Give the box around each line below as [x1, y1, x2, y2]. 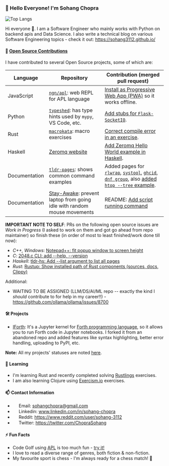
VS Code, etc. [49, 119, 81, 126]
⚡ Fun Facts [5, 431, 30, 437]
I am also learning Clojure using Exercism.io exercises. [12, 377, 126, 383]
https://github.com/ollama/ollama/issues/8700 [12, 299, 109, 305]
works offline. [105, 98, 137, 105]
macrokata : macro [49, 127, 90, 134]
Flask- [138, 111, 154, 116]
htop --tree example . [105, 181, 156, 188]
